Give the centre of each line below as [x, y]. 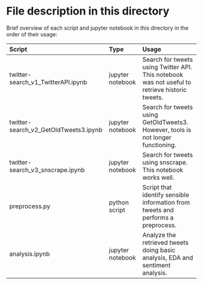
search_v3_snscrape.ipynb [47, 169]
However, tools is [167, 129]
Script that [157, 187]
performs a [158, 217]
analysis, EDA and [168, 257]
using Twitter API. [167, 67]
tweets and [158, 210]
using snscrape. [165, 162]
